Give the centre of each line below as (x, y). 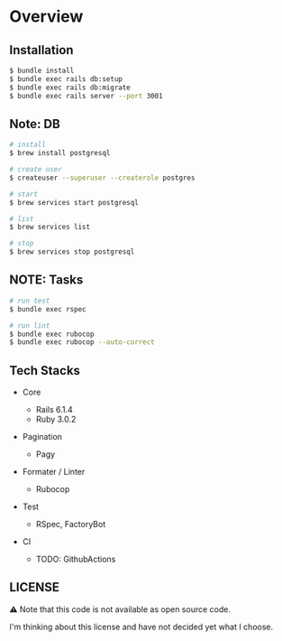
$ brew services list (50, 228)
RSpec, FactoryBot (71, 525)
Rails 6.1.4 (55, 410)
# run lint (30, 325)
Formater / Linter (54, 472)
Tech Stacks (45, 371)
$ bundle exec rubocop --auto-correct (82, 342)
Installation (41, 50)
